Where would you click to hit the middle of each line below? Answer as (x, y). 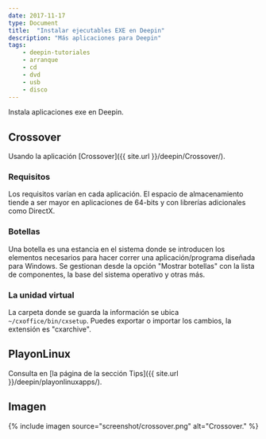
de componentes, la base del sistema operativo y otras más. (107, 274)
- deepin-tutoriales (56, 52)
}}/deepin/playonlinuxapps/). (55, 382)
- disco (35, 89)
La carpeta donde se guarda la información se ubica (94, 313)
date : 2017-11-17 (37, 16)
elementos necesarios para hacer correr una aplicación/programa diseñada (132, 257)
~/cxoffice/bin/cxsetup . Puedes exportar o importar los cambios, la (120, 321)
